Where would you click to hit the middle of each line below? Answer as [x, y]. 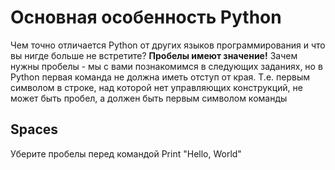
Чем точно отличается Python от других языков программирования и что [168, 45]
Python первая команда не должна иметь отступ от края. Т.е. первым [160, 77]
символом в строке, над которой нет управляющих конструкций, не [156, 87]
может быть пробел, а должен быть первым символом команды [149, 98]
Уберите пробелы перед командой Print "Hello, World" [126, 153]
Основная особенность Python [146, 17]
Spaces [34, 129]
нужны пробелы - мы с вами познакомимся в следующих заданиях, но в [166, 66]
